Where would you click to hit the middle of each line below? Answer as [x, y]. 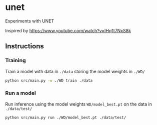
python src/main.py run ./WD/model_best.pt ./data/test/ [66, 118]
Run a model [20, 93]
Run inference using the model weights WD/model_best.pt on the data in [79, 104]
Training [15, 60]
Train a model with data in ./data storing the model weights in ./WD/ [75, 71]
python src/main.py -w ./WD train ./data [49, 80]
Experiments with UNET [30, 21]
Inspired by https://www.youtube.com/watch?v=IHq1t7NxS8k [68, 30]
